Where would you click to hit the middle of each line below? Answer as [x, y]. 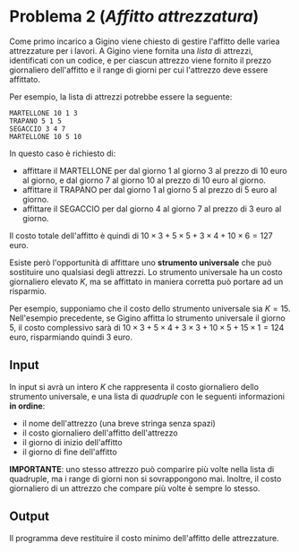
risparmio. [28, 291]
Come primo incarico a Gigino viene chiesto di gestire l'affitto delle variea [145, 41]
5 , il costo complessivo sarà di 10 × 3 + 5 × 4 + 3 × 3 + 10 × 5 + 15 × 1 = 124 [147, 327]
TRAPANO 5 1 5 [36, 121]
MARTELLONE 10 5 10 [46, 136]
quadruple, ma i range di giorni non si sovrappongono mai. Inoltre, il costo [145, 479]
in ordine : [27, 406]
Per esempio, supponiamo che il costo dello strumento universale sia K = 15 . [150, 308]
